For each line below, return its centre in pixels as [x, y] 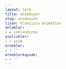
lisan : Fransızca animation [33, 23]
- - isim [14, 41]
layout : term [18, 9]
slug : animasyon [21, 18]
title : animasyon [22, 14]
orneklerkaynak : [21, 55]
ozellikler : [17, 37]
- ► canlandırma [21, 32]
